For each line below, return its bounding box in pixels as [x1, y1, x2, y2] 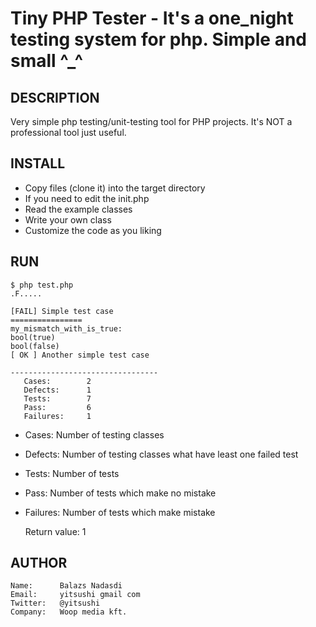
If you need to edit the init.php [24, 192, 150, 204]
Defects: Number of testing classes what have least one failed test [24, 448, 299, 460]
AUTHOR [10, 555, 68, 572]
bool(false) [10, 341, 60, 351]
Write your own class [24, 213, 112, 226]
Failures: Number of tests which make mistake [24, 506, 216, 518]
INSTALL [10, 155, 66, 172]
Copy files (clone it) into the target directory [24, 182, 206, 194]
